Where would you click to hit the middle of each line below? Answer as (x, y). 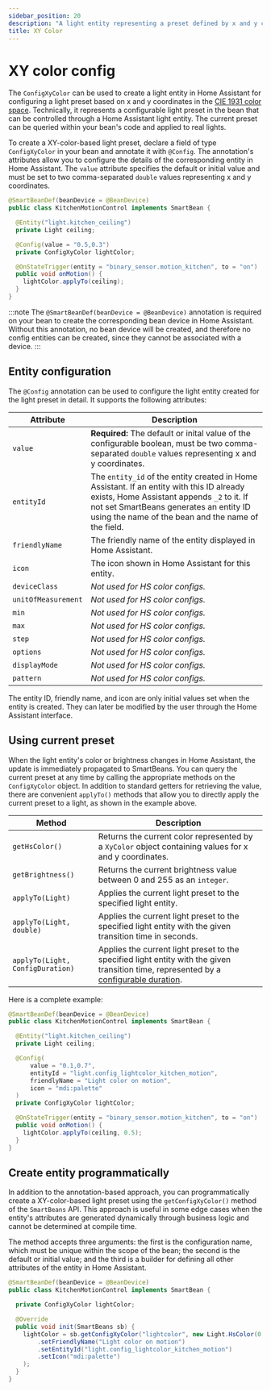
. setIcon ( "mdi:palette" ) (79, 1357)
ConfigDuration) (44, 968)
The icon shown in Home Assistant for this (171, 563)
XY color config (62, 71)
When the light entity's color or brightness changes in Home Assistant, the (132, 760)
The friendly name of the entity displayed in (173, 539)
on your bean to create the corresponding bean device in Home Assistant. (131, 320)
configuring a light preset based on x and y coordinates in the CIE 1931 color (135, 102)
